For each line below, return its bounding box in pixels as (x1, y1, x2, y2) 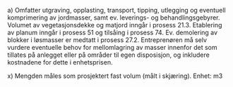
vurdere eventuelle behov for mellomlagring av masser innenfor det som (7, 43, 217, 51)
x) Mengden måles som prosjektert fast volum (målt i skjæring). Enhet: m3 (7, 72, 223, 80)
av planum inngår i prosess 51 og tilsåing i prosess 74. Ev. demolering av (7, 28, 217, 36)
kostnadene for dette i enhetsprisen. (7, 58, 113, 66)
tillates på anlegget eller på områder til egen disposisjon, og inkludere (7, 51, 210, 59)
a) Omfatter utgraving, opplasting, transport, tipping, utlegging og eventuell (7, 6, 226, 14)
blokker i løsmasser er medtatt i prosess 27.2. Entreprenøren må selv (7, 36, 207, 44)
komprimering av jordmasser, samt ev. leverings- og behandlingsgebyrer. (7, 13, 220, 22)
